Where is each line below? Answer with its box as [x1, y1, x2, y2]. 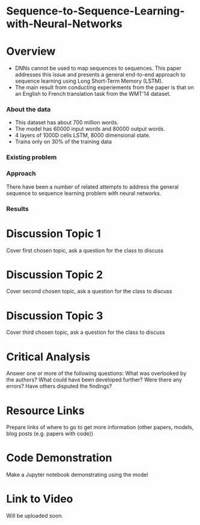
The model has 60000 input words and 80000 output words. [14, 125, 165, 133]
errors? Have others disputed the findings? [6, 383, 112, 390]
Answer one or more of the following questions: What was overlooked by [6, 369, 187, 377]
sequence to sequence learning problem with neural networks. [6, 189, 162, 196]
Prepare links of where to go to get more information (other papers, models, [6, 424, 194, 431]
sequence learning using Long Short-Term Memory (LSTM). [14, 77, 163, 85]
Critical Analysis [6, 350, 91, 363]
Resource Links [6, 404, 85, 417]
